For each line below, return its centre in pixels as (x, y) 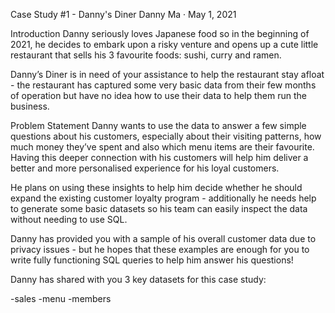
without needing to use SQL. (69, 219)
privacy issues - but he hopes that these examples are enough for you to (160, 249)
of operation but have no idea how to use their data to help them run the (158, 95)
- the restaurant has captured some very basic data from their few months (163, 85)
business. (30, 106)
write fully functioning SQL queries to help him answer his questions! (152, 260)
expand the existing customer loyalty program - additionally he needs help (163, 198)
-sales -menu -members (61, 298)
